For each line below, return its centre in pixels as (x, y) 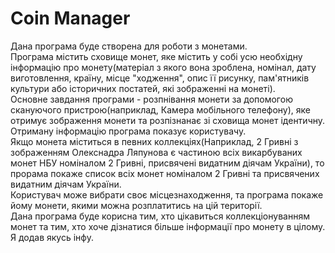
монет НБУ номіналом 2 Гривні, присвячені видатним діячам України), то (167, 163)
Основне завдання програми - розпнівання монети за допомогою (151, 99)
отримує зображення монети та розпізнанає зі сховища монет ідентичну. (168, 120)
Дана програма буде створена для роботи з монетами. (129, 46)
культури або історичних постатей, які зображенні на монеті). (143, 88)
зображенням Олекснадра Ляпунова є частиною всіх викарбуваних (156, 152)
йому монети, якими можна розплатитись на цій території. (136, 205)
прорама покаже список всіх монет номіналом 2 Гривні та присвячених (165, 173)
